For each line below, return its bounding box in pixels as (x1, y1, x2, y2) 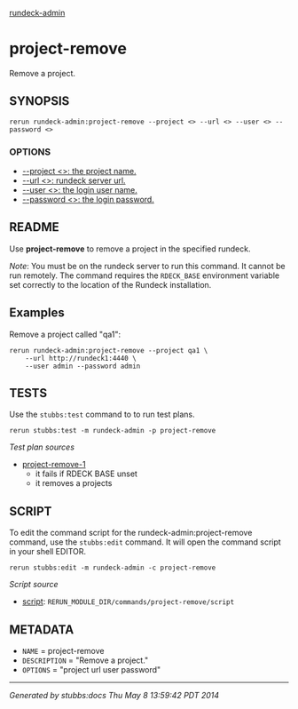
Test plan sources (9, 442, 75, 452)
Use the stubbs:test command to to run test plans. (9, 409, 195, 420)
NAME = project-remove (21, 646, 105, 657)
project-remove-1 (21, 459, 86, 470)
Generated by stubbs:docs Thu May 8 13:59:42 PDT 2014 (9, 690, 220, 701)
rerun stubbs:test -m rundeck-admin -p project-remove (9, 426, 216, 435)
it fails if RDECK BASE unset (35, 468, 137, 479)
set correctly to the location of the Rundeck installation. (9, 279, 212, 290)
